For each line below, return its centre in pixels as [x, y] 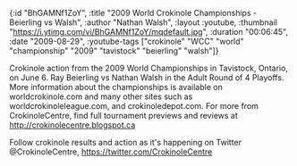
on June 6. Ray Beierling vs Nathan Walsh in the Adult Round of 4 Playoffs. [147, 78]
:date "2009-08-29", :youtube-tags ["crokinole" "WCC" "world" [127, 41]
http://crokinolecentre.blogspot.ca [72, 125]
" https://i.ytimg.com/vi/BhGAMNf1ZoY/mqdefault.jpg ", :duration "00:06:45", [149, 32]
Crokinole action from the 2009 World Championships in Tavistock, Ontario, [149, 68]
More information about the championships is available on [116, 87]
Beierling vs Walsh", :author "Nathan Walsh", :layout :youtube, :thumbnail [143, 22]
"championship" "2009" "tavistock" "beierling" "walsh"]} [114, 51]
